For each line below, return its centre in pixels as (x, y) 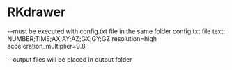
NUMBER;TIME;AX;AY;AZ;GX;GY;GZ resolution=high (82, 38)
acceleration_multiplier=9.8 (46, 46)
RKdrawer (37, 12)
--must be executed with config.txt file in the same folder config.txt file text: (116, 31)
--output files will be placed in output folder (70, 59)
